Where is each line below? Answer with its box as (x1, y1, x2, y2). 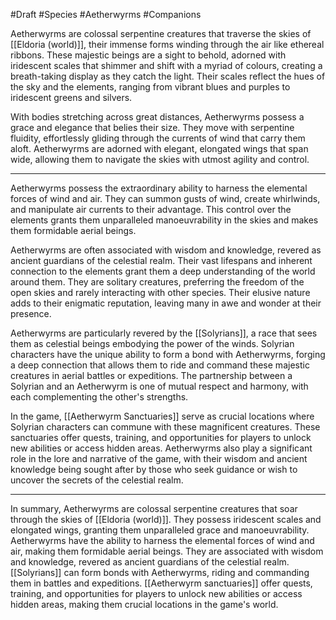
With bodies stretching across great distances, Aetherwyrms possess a (10, 111, 305, 123)
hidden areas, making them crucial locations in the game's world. (10, 599, 279, 610)
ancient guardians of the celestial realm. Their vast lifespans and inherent (10, 255, 313, 266)
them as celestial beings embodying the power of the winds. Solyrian (10, 338, 295, 349)
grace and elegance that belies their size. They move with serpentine (10, 122, 295, 133)
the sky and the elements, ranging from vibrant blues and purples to (10, 81, 291, 93)
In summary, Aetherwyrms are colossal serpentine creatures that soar (10, 503, 298, 514)
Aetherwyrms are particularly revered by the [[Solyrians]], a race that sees (10, 327, 318, 339)
